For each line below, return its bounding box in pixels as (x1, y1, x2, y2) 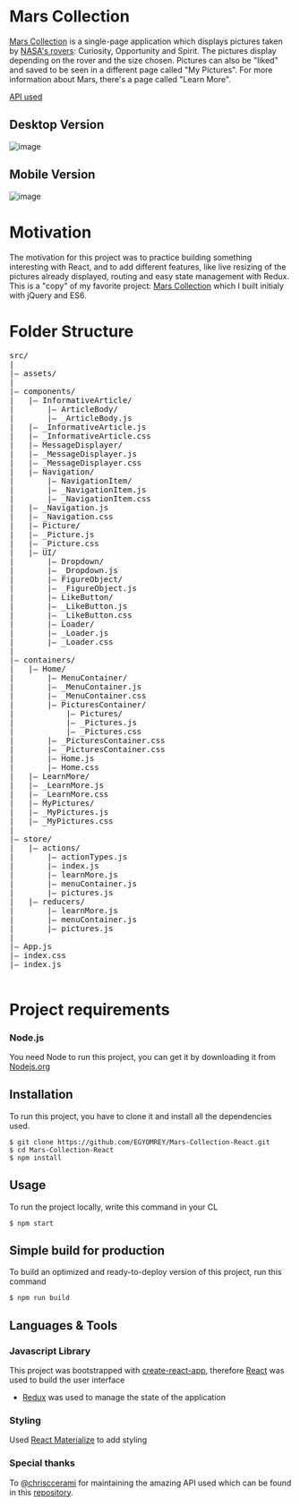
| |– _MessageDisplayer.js (9, 449, 137, 459)
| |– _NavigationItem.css (9, 494, 151, 504)
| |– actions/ (9, 843, 81, 853)
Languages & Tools (9, 1318, 118, 1333)
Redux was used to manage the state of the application (21, 1392, 227, 1403)
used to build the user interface (9, 1374, 125, 1385)
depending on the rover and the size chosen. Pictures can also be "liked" (9, 55, 279, 65)
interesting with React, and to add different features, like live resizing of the (9, 261, 287, 272)
